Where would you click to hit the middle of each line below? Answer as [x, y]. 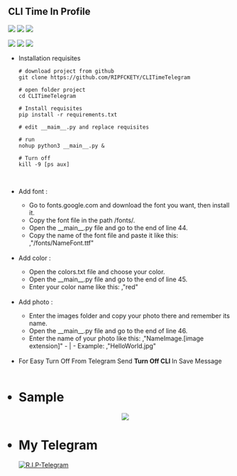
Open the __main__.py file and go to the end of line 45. [108, 279]
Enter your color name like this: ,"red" [84, 286]
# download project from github [66, 71]
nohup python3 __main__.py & [61, 146]
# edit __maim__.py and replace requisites [84, 127]
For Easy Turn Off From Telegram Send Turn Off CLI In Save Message [120, 361]
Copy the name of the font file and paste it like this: [104, 235]
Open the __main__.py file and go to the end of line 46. [108, 330]
